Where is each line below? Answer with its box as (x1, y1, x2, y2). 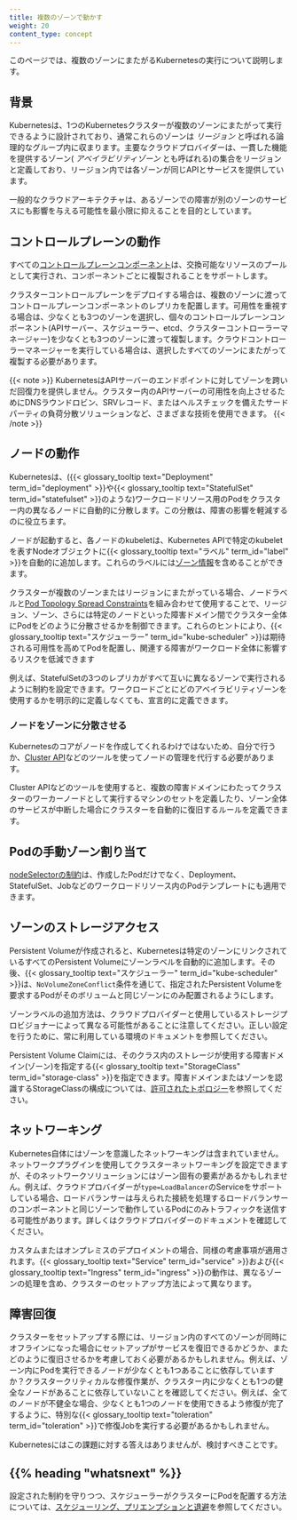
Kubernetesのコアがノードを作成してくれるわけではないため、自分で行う (9, 741, 277, 752)
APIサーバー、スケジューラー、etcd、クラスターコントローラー (51, 323, 281, 333)
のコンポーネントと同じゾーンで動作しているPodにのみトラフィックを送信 (9, 1204, 279, 1214)
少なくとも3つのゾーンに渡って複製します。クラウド (58, 334, 248, 344)
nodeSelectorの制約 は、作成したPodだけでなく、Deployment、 (9, 868, 241, 880)
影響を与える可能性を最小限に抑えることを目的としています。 (32, 205, 257, 216)
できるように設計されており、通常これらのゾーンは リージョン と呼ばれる (9, 131, 277, 142)
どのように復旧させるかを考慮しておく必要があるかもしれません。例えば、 (9, 1354, 281, 1364)
